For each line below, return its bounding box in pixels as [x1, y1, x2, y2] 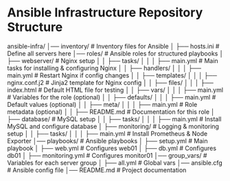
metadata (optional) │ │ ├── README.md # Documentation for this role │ [7, 108, 215, 116]
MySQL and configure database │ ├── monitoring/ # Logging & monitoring [7, 122, 220, 130]
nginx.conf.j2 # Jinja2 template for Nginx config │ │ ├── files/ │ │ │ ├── [7, 78, 214, 86]
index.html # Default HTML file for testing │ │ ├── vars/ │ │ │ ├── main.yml [7, 86, 224, 94]
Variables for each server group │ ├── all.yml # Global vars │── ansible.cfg [7, 158, 223, 167]
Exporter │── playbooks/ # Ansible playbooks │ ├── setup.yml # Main [7, 136, 208, 145]
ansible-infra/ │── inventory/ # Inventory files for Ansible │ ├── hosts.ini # [7, 42, 220, 50]
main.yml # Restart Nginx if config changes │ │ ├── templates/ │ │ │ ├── [7, 71, 218, 80]
